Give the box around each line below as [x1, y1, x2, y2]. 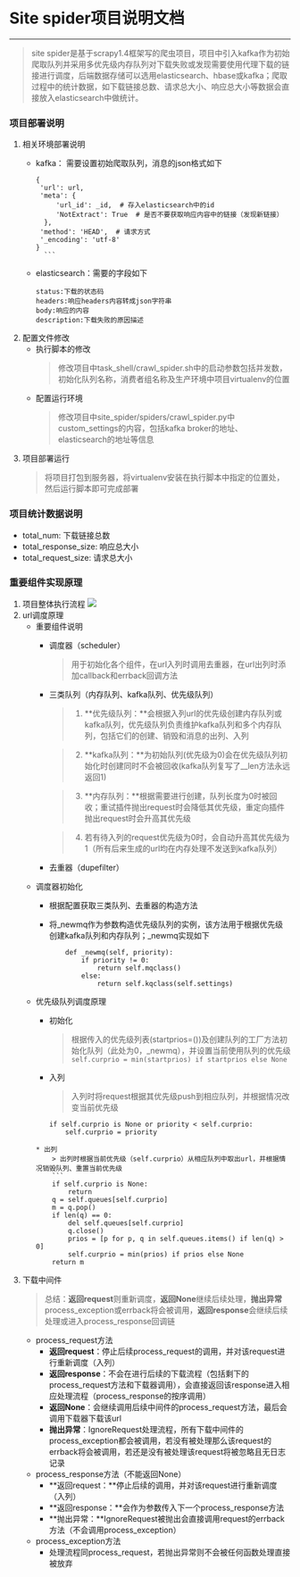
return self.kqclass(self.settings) [96, 979, 234, 988]
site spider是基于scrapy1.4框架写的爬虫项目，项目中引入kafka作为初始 [30, 47, 290, 58]
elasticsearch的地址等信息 [57, 434, 154, 445]
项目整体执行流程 [21, 598, 86, 609]
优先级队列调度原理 [35, 996, 107, 1006]
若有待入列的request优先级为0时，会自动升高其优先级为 [84, 831, 290, 842]
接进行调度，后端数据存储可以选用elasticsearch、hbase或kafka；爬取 [30, 70, 288, 80]
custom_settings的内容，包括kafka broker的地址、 [57, 423, 243, 434]
